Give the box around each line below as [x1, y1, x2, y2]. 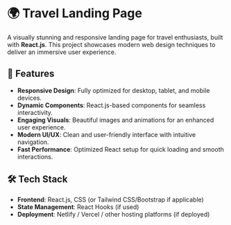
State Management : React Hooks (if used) [17, 202, 139, 211]
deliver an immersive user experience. [7, 48, 117, 56]
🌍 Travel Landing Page [7, 6, 142, 21]
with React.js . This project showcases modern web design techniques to [7, 40, 216, 48]
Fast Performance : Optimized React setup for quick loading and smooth [17, 145, 224, 153]
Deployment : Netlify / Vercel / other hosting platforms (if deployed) [17, 210, 210, 218]
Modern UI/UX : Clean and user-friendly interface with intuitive [17, 130, 196, 138]
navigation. [17, 138, 50, 146]
